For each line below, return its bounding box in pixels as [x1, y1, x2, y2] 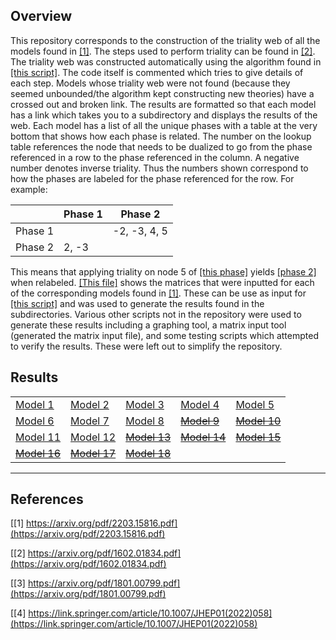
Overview [10, 8, 73, 25]
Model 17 [70, 446, 117, 460]
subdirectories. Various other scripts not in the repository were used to [10, 308, 302, 320]
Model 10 [235, 414, 282, 428]
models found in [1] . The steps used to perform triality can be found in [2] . [10, 45, 316, 57]
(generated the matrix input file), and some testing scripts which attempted [10, 329, 319, 341]
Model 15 [235, 430, 282, 444]
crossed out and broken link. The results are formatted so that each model [10, 98, 317, 110]
